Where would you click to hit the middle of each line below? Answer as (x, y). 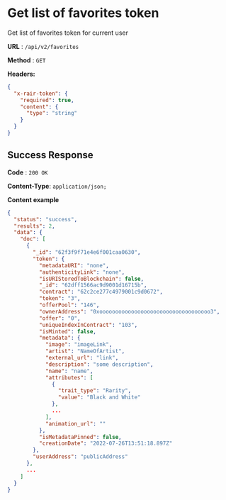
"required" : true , (47, 100)
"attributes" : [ (69, 377)
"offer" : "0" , (60, 318)
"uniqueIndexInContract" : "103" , (88, 325)
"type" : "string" (52, 113)
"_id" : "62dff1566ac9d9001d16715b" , (93, 285)
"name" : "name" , (69, 371)
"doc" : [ (33, 239)
